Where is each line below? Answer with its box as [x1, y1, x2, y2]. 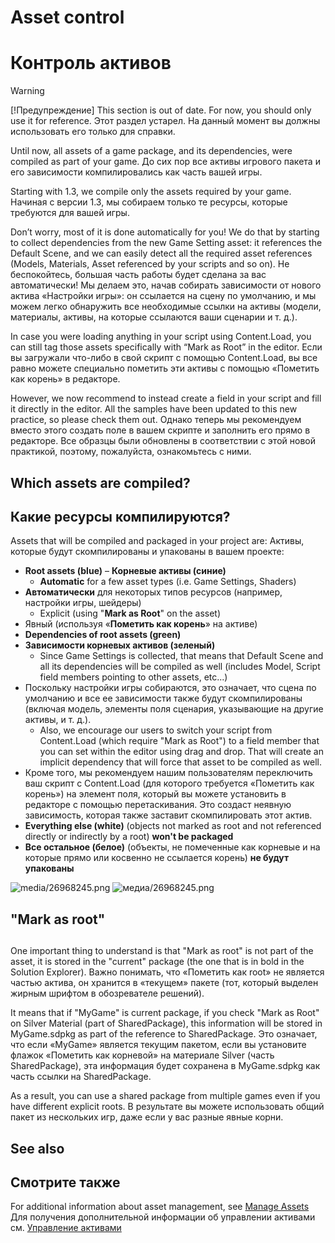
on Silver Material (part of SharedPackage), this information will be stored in [10, 1017, 323, 1030]
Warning [10, 85, 45, 97]
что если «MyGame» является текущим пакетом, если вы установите [10, 1039, 307, 1051]
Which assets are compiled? [10, 474, 191, 491]
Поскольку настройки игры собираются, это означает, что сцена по [24, 682, 317, 694]
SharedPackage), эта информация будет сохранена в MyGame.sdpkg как [10, 1060, 321, 1072]
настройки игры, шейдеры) [24, 597, 142, 609]
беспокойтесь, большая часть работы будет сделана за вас [10, 269, 267, 281]
